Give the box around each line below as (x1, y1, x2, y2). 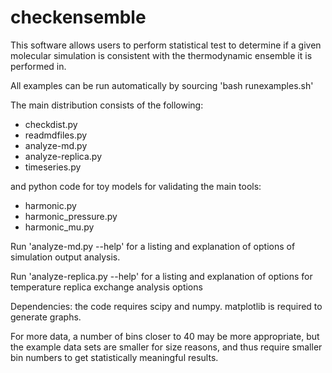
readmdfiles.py (24, 129, 88, 141)
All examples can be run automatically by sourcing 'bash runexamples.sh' (10, 79, 314, 91)
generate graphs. (10, 311, 82, 323)
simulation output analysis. (10, 251, 121, 263)
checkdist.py (24, 118, 78, 130)
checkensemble (10, 6, 147, 29)
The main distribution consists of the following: (10, 99, 204, 111)
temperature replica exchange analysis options (10, 281, 203, 293)
